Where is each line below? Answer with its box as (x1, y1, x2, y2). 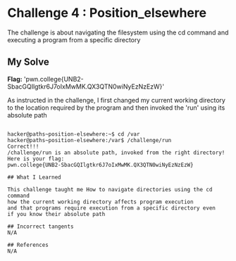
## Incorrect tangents (7, 223, 74, 230)
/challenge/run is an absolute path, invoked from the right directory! (7, 149, 225, 156)
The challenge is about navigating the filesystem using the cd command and (7, 28, 229, 37)
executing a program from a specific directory (7, 35, 141, 44)
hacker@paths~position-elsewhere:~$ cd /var (7, 130, 140, 138)
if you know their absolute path (7, 210, 106, 217)
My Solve (7, 56, 49, 68)
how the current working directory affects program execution (7, 198, 194, 205)
